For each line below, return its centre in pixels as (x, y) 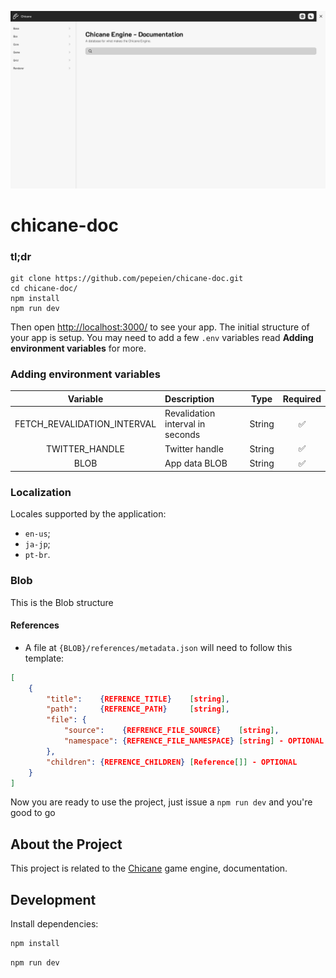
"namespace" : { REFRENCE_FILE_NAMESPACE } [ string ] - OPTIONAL (194, 741)
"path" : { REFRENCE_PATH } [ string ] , (138, 709)
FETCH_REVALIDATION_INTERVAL (85, 424)
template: (44, 658)
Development (53, 899)
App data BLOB (196, 463)
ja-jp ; (37, 544)
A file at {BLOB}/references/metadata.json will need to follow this (158, 647)
